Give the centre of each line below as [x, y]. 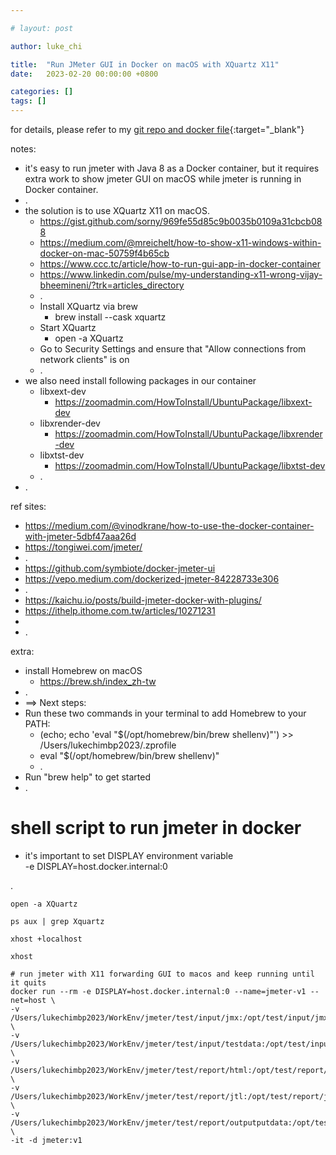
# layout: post [42, 28]
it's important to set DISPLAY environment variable [129, 855]
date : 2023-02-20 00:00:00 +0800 [84, 74]
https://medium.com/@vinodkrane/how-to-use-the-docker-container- [169, 525]
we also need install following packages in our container [140, 380]
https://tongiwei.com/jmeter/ [83, 547]
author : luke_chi [46, 46]
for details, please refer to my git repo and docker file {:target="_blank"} [157, 129]
